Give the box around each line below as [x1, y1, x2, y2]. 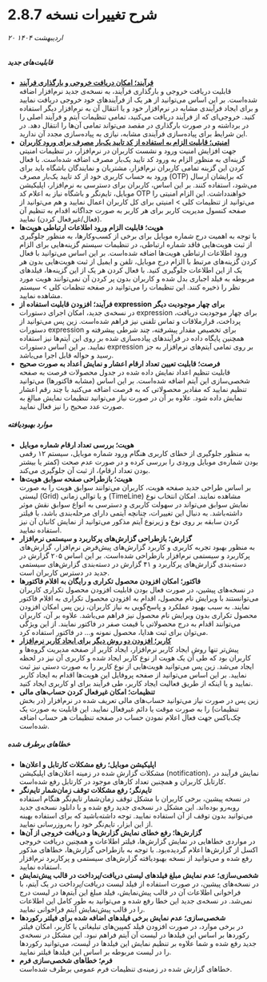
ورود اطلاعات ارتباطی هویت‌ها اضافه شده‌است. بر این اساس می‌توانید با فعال [18, 248, 248, 257]
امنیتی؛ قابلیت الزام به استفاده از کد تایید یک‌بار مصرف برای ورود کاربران [18, 137, 229, 147]
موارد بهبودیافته [7, 419, 53, 430]
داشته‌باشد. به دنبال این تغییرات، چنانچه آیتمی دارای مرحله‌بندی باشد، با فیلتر [18, 507, 243, 518]
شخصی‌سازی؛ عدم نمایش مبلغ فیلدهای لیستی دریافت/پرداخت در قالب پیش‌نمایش [18, 870, 259, 879]
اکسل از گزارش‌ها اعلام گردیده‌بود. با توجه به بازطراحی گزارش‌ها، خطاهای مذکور [18, 844, 258, 855]
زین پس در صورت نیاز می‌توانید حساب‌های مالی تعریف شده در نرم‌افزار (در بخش [18, 695, 259, 705]
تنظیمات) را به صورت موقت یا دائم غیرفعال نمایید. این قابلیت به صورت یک [18, 704, 239, 713]
